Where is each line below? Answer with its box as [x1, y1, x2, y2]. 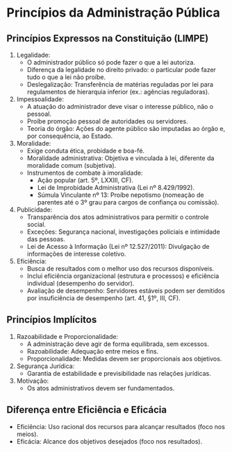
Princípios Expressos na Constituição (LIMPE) [6, 33, 209, 44]
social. [26, 220, 47, 228]
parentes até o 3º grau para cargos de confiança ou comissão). [37, 198, 219, 206]
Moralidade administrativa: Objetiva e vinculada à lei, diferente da [26, 154, 215, 162]
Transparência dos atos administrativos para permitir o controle [26, 213, 209, 221]
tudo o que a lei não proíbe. [26, 73, 106, 81]
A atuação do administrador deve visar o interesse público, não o [26, 103, 214, 110]
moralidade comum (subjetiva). [26, 162, 117, 169]
